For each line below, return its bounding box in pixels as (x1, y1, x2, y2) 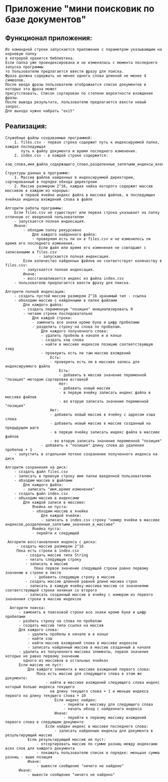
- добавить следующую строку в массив (34, 574, 115, 580)
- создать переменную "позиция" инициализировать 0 (23, 307, 133, 312)
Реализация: (5, 122, 47, 131)
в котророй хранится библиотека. (5, 56, 75, 61)
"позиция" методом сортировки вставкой (5, 377, 88, 382)
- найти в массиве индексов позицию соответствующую (40, 342, 153, 347)
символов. (5, 78, 26, 83)
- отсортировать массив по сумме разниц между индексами (36, 741, 157, 746)
